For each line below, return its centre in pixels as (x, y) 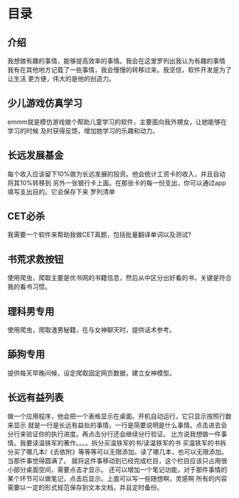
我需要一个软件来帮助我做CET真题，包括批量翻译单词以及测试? (99, 234)
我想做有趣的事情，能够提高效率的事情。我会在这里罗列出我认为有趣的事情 (116, 61)
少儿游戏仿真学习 (45, 103)
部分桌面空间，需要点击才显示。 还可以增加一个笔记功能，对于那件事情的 (120, 470)
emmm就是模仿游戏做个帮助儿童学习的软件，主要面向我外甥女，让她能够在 (117, 122)
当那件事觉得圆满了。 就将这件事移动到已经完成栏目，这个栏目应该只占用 (114, 460)
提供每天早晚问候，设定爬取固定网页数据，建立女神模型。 (91, 373)
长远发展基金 (36, 156)
